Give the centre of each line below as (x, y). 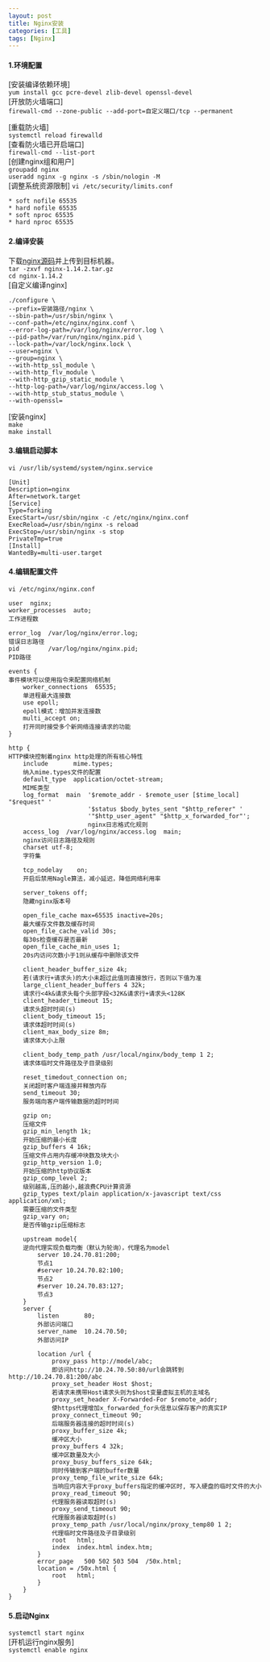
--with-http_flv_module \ (52, 372)
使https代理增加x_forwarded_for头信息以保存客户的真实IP (139, 1409)
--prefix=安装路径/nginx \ (51, 309)
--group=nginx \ (35, 358)
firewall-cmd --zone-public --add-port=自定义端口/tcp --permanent (121, 111)
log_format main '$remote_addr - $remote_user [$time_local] (131, 796)
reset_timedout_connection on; (75, 1078)
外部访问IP (53, 1340)
